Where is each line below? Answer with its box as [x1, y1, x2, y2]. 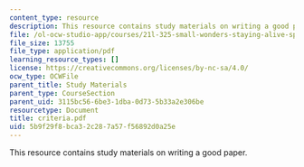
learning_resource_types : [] [9, 55, 119, 64]
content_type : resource [9, 13, 100, 23]
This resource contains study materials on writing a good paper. [9, 147, 248, 158]
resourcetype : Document [9, 106, 100, 115]
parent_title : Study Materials [9, 80, 128, 89]
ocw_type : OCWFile [9, 72, 79, 81]
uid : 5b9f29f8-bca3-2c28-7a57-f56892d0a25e [9, 123, 176, 132]
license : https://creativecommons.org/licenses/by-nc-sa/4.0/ [9, 64, 249, 73]
